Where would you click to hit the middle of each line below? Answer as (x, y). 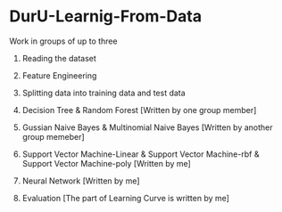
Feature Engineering (59, 75)
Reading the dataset (59, 58)
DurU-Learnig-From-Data (106, 16)
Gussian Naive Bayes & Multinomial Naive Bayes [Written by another (148, 127)
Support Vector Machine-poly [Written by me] (107, 163)
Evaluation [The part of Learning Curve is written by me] (126, 198)
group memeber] (53, 136)
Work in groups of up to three (63, 41)
